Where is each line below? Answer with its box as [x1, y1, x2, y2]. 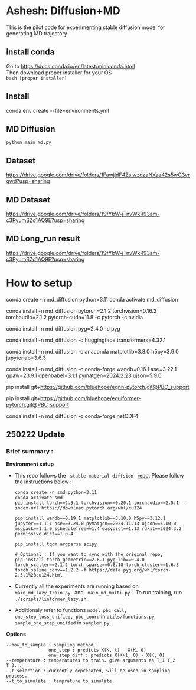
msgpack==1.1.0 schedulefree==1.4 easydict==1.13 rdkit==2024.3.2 [14, 526, 182, 532]
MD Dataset [6, 195, 51, 205]
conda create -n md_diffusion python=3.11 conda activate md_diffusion [6, 296, 178, 303]
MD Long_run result [6, 234, 81, 244]
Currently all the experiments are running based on [14, 583, 139, 590]
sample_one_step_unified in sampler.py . [14, 619, 111, 626]
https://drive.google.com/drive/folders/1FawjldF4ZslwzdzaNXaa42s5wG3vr [6, 171, 190, 178]
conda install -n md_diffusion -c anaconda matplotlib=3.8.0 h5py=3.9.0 [6, 348, 179, 355]
